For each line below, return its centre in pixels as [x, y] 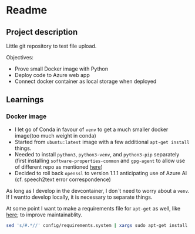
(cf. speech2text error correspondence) [63, 179]
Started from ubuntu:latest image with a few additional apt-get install [102, 142]
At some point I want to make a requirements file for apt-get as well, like [93, 208]
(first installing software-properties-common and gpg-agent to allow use [100, 161]
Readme [27, 10]
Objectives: [20, 57]
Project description [42, 32]
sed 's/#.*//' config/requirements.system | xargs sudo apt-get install [97, 225]
